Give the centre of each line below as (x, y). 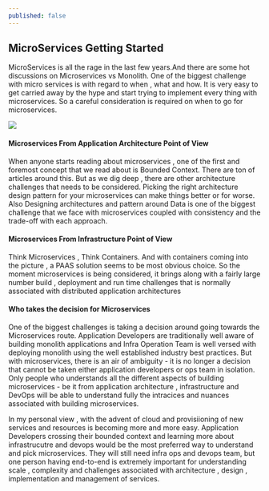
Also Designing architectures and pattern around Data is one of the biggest (132, 203)
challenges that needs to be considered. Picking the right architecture (123, 187)
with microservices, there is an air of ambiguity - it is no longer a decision (129, 361)
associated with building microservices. (74, 404)
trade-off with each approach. (58, 220)
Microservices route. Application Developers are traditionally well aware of (131, 336)
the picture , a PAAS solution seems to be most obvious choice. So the (124, 265)
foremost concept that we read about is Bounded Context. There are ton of (132, 170)
